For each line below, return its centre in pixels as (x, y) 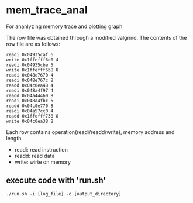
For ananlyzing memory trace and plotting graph (64, 26)
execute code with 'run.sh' (56, 180)
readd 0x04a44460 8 (30, 95)
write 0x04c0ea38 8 (30, 121)
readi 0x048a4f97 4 (30, 90)
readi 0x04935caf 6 (30, 54)
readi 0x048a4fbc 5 (30, 101)
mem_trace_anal (47, 10)
